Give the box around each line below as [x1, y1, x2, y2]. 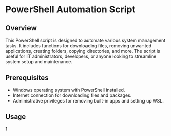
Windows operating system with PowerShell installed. [12, 87, 125, 93]
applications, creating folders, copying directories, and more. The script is [5, 48, 160, 54]
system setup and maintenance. [5, 59, 73, 64]
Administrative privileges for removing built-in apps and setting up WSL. [12, 97, 164, 104]
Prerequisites [5, 74, 49, 82]
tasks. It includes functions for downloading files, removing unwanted [5, 43, 152, 49]
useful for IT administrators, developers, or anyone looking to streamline [5, 53, 157, 59]
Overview [5, 24, 37, 32]
